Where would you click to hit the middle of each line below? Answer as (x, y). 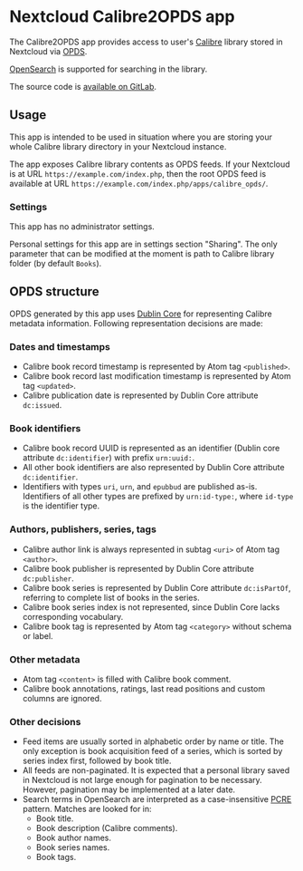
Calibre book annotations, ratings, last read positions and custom (143, 689)
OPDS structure (54, 292)
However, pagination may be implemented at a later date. (129, 789)
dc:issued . (42, 405)
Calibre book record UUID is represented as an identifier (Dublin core (151, 448)
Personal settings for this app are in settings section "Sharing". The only (143, 244)
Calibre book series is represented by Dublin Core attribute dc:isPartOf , (156, 587)
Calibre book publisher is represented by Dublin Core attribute (138, 568)
